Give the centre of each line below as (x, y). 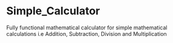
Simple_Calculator (53, 11)
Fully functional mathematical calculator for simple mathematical (87, 27)
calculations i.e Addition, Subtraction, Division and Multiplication (86, 33)
